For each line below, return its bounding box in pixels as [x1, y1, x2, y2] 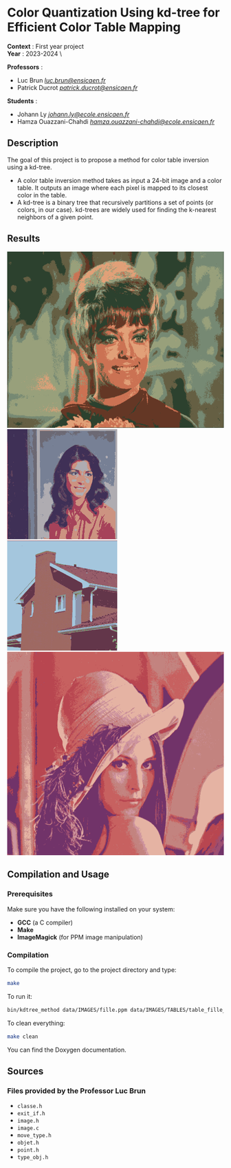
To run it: [7, 992, 33, 1000]
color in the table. [16, 191, 67, 199]
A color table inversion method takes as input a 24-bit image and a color [16, 176, 222, 184]
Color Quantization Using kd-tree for [7, 5, 220, 21]
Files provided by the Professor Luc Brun [7, 1085, 146, 1095]
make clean [7, 1033, 38, 1040]
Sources [7, 1065, 44, 1077]
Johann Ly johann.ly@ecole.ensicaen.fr [16, 110, 130, 118]
